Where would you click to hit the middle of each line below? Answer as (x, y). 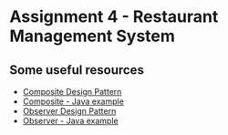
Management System (93, 36)
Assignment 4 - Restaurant (114, 17)
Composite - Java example (73, 101)
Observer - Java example (70, 121)
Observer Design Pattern (69, 111)
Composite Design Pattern (72, 92)
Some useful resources (77, 70)
